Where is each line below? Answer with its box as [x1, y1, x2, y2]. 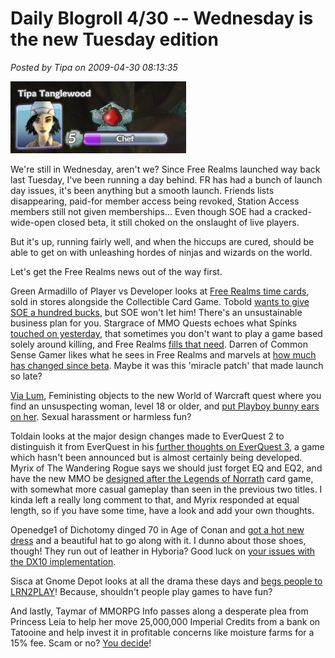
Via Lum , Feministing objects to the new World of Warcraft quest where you [10, 389, 322, 401]
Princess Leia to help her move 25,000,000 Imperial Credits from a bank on [10, 615, 321, 627]
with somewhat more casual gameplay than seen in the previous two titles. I [10, 483, 323, 495]
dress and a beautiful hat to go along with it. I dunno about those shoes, [10, 534, 307, 546]
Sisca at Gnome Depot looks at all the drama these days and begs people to [10, 575, 323, 587]
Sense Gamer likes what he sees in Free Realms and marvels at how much [10, 348, 317, 361]
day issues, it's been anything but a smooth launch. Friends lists [10, 184, 275, 196]
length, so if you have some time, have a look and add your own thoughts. [10, 504, 315, 516]
